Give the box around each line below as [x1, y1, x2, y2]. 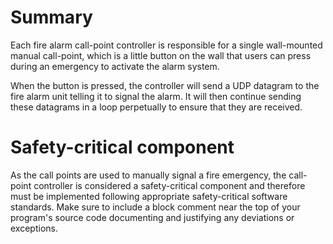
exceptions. [10, 222, 58, 234]
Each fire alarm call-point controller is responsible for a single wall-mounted [10, 39, 323, 51]
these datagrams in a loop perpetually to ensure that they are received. [10, 101, 303, 113]
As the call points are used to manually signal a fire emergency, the [10, 169, 287, 181]
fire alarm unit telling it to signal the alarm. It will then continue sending [10, 90, 302, 102]
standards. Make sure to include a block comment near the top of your [10, 201, 301, 213]
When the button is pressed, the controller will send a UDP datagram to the [10, 79, 320, 91]
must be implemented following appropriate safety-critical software [10, 190, 288, 202]
